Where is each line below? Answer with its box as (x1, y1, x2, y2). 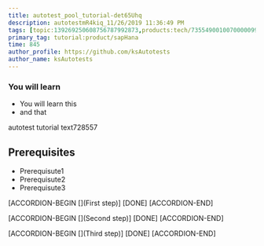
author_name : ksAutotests (8, 56, 93, 64)
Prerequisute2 (19, 174, 66, 184)
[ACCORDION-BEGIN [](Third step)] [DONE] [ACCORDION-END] (8, 229, 216, 238)
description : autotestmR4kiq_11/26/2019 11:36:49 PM (8, 19, 185, 27)
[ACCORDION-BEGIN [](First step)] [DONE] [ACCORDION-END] (8, 198, 214, 207)
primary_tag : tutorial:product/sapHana (8, 33, 139, 42)
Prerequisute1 (19, 166, 64, 175)
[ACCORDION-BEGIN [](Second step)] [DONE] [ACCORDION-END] (8, 213, 224, 222)
